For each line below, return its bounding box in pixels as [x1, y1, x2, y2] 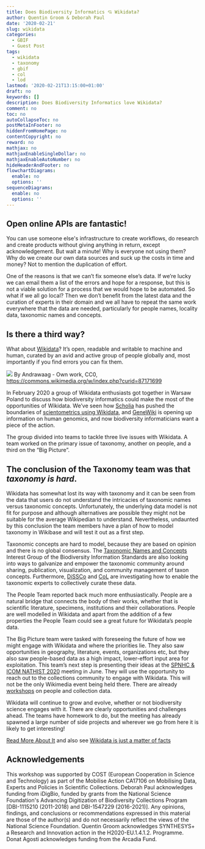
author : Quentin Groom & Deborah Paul [6, 15, 105, 21]
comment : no [6, 105, 37, 112]
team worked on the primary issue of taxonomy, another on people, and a [6, 440, 191, 447]
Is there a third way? [6, 329, 85, 339]
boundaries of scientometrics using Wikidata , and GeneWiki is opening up [6, 409, 192, 416]
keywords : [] [6, 94, 40, 100]
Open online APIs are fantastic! [6, 218, 127, 229]
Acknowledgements [6, 754, 85, 765]
